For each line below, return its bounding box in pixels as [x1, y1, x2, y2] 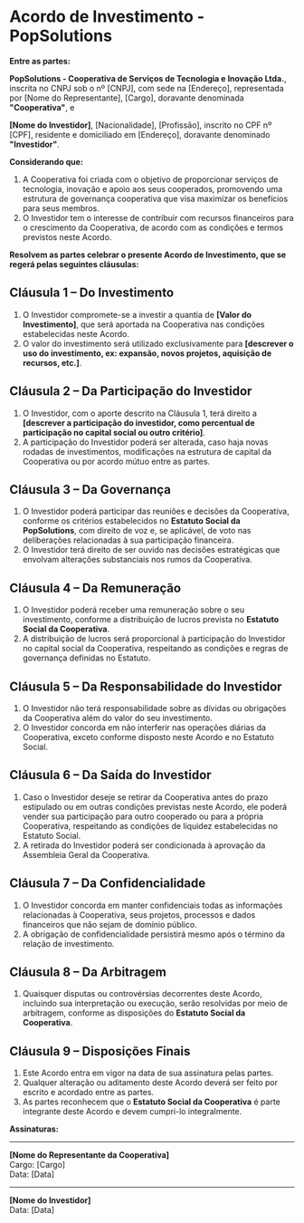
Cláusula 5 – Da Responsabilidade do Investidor [9, 679, 282, 694]
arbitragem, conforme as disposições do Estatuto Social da [22, 1007, 246, 1018]
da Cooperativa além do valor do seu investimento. [22, 713, 213, 723]
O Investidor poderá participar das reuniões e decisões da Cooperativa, [22, 506, 290, 517]
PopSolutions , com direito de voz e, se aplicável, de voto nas [22, 525, 252, 536]
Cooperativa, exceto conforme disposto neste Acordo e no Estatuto [22, 732, 274, 742]
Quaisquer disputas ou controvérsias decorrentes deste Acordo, [22, 988, 262, 999]
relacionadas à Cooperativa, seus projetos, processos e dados [22, 909, 256, 920]
